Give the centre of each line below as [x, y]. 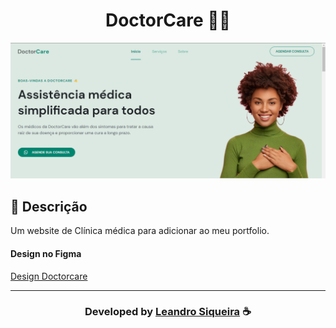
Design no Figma [46, 253]
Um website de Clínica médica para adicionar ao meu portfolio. [140, 231]
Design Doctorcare [49, 276]
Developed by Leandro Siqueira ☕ [168, 312]
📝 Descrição [49, 206]
